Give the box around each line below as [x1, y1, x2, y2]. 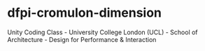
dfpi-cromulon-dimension [7, 5, 162, 21]
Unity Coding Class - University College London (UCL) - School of [7, 28, 198, 36]
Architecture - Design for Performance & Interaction [7, 35, 157, 43]
